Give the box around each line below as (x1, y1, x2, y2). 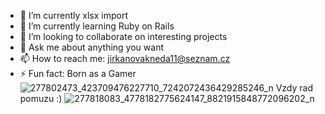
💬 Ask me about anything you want (19, 41, 164, 53)
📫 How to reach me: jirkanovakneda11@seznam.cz (19, 53, 231, 64)
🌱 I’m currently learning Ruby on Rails (19, 20, 175, 32)
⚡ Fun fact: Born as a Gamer (19, 68, 137, 79)
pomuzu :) (19, 93, 63, 104)
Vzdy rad (275, 82, 313, 94)
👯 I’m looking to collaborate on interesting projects (19, 31, 228, 42)
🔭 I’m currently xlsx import (19, 10, 129, 21)
